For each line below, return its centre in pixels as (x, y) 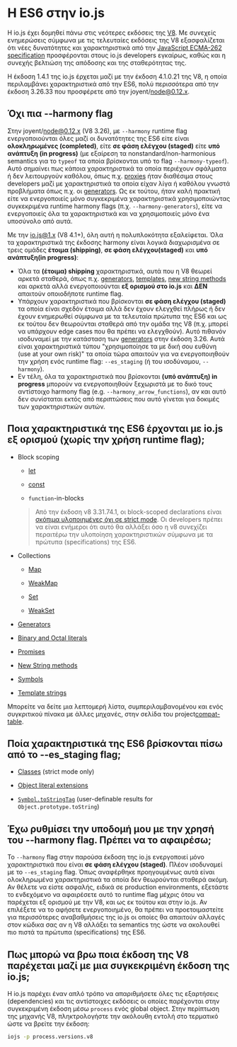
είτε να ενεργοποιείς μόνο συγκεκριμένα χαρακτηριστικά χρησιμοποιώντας (119, 198)
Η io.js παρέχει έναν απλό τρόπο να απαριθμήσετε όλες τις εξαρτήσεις (113, 994)
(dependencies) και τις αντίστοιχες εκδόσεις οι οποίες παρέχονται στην (114, 1001)
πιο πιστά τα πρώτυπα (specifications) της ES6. (77, 932)
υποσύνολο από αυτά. (40, 221)
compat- (208, 714)
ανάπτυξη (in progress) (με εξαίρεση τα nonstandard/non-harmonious (111, 153)
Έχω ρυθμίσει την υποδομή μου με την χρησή (111, 829)
